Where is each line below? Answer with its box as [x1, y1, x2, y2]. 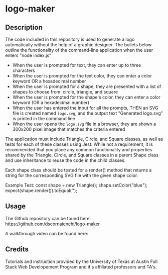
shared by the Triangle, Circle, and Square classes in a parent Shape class [5, 152, 159, 158]
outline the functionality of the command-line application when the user [5, 47, 153, 53]
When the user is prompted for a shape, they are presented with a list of [12, 83, 161, 89]
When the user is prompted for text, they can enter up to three [12, 62, 141, 68]
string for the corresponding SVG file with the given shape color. [5, 172, 138, 178]
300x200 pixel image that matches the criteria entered [12, 126, 125, 132]
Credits [5, 245, 29, 254]
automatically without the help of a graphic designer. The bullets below [5, 42, 152, 48]
